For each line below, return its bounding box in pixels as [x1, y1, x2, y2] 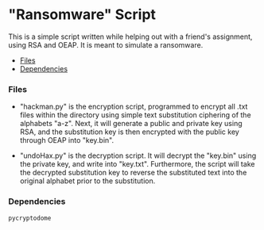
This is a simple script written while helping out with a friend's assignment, [8, 32, 253, 41]
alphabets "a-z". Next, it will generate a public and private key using [19, 119, 243, 128]
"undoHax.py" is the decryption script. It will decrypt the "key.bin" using [19, 151, 257, 160]
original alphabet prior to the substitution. [19, 176, 156, 186]
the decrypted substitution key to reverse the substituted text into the [19, 168, 247, 178]
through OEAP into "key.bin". [19, 136, 114, 145]
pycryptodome [8, 214, 52, 222]
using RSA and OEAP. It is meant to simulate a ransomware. [8, 40, 204, 49]
